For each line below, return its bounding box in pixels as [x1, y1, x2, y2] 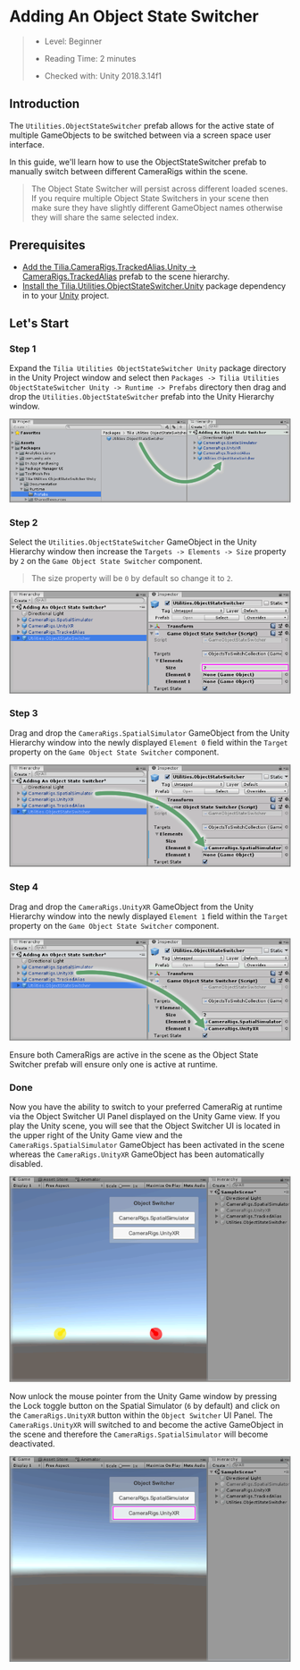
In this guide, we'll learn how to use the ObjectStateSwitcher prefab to [9, 156, 267, 167]
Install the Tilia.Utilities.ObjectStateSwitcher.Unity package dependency [21, 280, 287, 291]
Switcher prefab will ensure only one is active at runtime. [9, 1059, 219, 1069]
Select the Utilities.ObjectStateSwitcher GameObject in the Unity [9, 536, 257, 547]
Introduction [9, 97, 80, 112]
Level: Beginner [44, 36, 103, 46]
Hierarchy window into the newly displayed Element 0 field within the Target [9, 737, 288, 747]
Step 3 [9, 707, 38, 720]
